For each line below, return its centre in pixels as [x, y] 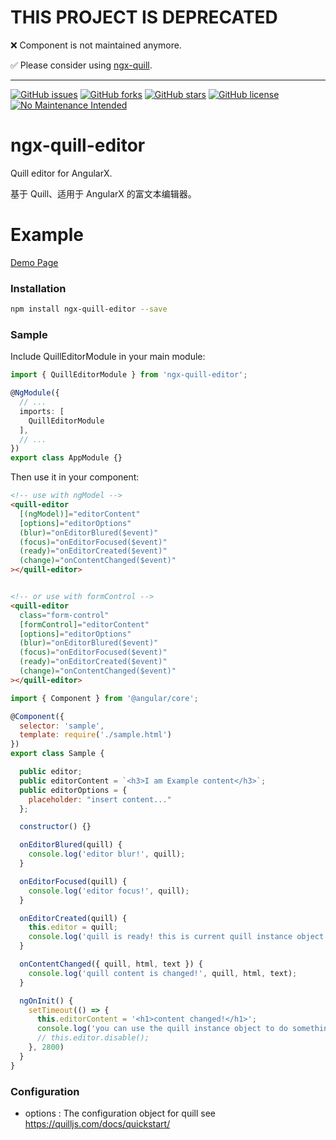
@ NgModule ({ [35, 393]
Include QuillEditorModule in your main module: [108, 357]
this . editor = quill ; [73, 927]
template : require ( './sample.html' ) [95, 735]
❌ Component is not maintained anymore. [96, 45]
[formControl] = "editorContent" [84, 624]
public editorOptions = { [73, 790]
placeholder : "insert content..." [100, 799]
